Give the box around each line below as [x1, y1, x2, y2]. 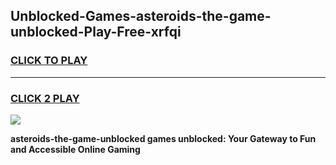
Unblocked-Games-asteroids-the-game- [10, 8, 272, 25]
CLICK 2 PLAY [10, 91, 80, 105]
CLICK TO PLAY [10, 54, 88, 68]
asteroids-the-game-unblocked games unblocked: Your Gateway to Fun [10, 132, 317, 144]
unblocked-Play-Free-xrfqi [10, 24, 182, 41]
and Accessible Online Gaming [10, 143, 141, 155]
